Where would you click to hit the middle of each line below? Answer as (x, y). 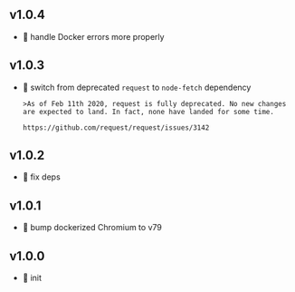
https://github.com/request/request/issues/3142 (116, 127)
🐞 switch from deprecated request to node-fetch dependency (137, 87)
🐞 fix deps (41, 177)
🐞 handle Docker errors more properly (93, 36)
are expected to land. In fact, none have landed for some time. (148, 112)
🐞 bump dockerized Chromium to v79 (92, 228)
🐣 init (32, 278)
